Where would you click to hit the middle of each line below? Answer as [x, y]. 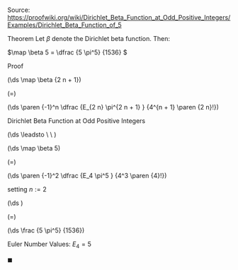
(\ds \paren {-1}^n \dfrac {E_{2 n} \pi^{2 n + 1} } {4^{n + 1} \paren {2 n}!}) [113, 107]
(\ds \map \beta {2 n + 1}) [44, 80]
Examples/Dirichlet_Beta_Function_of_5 [64, 25]
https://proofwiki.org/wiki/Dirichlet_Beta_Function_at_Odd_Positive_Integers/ [119, 18]
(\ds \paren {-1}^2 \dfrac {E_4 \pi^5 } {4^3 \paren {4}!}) [87, 176]
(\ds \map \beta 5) [34, 148]
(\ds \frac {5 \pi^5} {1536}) [46, 230]
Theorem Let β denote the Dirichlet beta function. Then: [89, 39]
